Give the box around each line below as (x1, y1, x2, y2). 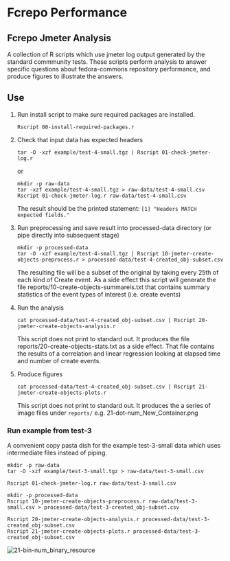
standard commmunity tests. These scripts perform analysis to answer (7, 58, 207, 66)
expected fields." (16, 211, 70, 218)
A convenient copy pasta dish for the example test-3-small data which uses (7, 442, 221, 450)
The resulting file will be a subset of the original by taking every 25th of (16, 268, 219, 276)
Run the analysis (16, 304, 64, 312)
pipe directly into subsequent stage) (16, 231, 120, 239)
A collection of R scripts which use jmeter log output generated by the (7, 50, 205, 58)
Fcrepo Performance (7, 5, 128, 21)
